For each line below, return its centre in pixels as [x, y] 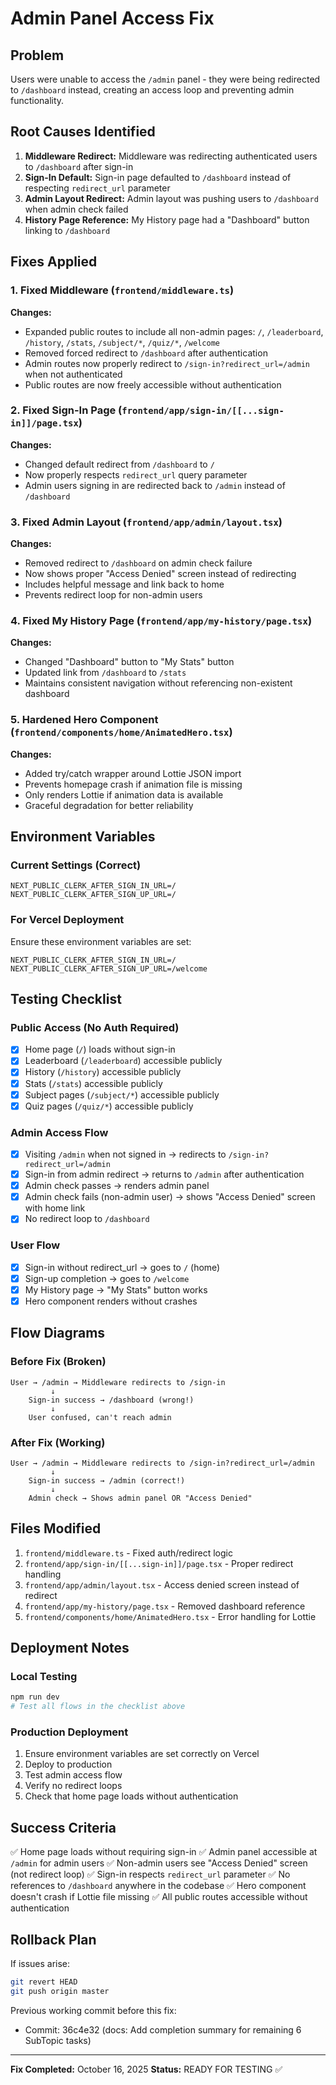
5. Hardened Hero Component [84, 720]
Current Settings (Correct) [76, 865]
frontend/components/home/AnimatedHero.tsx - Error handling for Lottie [170, 1616]
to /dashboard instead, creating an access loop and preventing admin [152, 90]
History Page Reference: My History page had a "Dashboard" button [167, 219]
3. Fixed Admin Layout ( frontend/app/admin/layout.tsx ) [146, 522]
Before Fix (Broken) [58, 1362]
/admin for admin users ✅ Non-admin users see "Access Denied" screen [159, 1863]
